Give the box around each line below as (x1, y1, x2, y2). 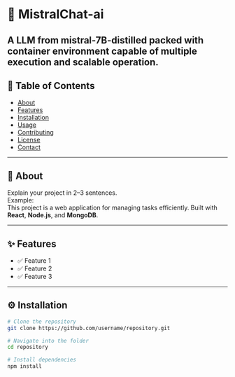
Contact (17, 143, 41, 151)
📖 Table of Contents (7, 80, 95, 92)
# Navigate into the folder (7, 337, 90, 344)
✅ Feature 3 (17, 273, 52, 281)
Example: (7, 196, 34, 205)
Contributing (17, 128, 54, 137)
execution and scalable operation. (7, 56, 159, 68)
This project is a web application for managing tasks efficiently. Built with (7, 203, 218, 212)
